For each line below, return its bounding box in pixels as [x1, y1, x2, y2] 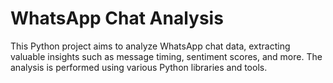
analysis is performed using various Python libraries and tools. [10, 61, 268, 73]
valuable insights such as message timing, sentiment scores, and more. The [10, 50, 323, 62]
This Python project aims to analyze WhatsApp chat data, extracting [10, 40, 291, 52]
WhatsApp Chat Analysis [10, 7, 224, 30]
